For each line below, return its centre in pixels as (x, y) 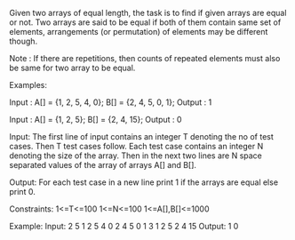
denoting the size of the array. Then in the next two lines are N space (136, 156)
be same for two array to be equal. (72, 68)
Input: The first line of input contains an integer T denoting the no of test (141, 136)
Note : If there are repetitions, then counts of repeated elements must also (145, 58)
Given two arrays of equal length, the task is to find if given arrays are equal (148, 13)
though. (24, 41)
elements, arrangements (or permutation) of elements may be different (139, 32)
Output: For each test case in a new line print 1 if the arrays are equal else (144, 182)
